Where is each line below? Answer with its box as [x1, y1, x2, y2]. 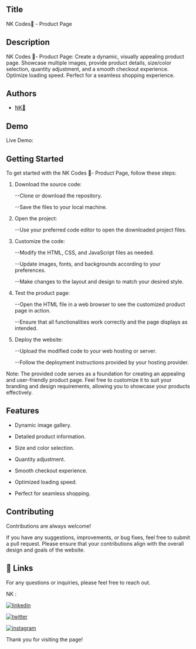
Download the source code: [14, 181, 82, 188]
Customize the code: [14, 238, 65, 245]
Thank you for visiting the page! [6, 635, 83, 643]
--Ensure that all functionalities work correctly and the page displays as [14, 318, 188, 325]
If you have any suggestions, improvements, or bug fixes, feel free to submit [6, 534, 191, 541]
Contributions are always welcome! [6, 522, 92, 529]
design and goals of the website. [6, 546, 85, 553]
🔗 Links [6, 563, 33, 573]
